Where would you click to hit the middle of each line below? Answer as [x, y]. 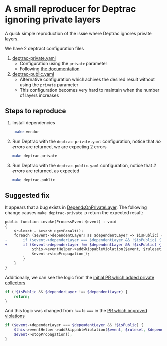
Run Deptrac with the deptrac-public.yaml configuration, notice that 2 [84, 165]
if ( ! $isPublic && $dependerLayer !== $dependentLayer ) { [66, 292]
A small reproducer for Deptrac [71, 9]
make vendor [27, 132]
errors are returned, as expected [46, 171]
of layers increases [39, 95]
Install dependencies [34, 122]
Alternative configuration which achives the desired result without [87, 79]
